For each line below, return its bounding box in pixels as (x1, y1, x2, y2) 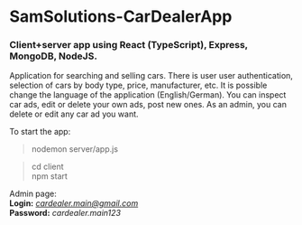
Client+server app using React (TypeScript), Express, (9, 39, 248, 52)
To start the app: (9, 127, 71, 137)
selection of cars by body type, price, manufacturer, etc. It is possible (9, 80, 268, 91)
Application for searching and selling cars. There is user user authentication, (9, 70, 293, 81)
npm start (31, 171, 68, 182)
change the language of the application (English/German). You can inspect (9, 89, 287, 100)
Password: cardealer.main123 (9, 208, 122, 219)
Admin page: (9, 188, 57, 200)
